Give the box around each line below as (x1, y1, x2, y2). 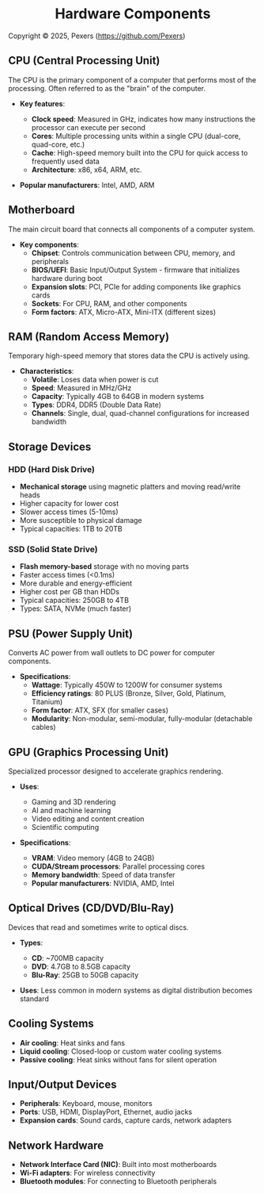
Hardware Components (55, 5, 211, 23)
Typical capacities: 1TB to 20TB (19, 524, 123, 534)
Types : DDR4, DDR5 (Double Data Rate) (31, 400, 162, 409)
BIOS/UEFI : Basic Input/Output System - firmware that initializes (31, 265, 240, 275)
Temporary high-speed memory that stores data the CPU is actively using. (8, 351, 251, 361)
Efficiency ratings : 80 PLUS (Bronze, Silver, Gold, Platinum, (31, 689, 227, 698)
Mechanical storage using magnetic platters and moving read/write (19, 482, 241, 492)
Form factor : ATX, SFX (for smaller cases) (31, 705, 168, 715)
